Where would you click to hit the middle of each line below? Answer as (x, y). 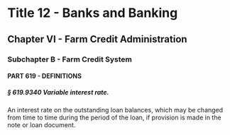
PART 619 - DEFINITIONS (44, 76)
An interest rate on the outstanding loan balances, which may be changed (115, 110)
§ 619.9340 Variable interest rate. (58, 92)
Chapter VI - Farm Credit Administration (97, 39)
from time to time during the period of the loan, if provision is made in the (114, 117)
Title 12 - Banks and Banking (93, 13)
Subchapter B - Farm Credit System (70, 59)
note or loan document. (42, 125)
